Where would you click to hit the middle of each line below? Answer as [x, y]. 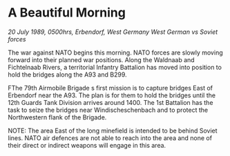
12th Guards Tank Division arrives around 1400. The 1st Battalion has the [111, 102]
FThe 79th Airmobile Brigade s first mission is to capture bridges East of [111, 88]
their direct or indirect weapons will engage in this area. [87, 145]
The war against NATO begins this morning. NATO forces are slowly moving [115, 52]
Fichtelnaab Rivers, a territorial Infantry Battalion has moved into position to [115, 67]
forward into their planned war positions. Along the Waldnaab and [102, 59]
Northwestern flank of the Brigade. [57, 117]
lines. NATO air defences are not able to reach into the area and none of [110, 138]
